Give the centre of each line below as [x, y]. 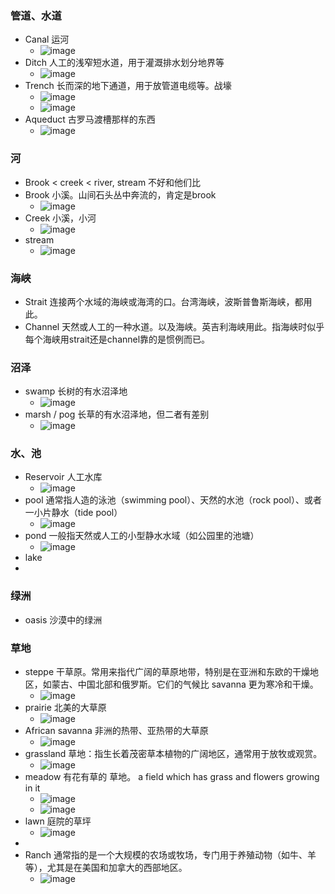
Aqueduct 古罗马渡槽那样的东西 [90, 119]
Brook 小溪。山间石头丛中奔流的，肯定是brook [120, 194]
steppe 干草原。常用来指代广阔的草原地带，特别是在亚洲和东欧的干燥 [167, 672]
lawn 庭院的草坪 [58, 821]
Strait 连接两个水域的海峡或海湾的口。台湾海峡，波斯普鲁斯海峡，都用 [168, 301]
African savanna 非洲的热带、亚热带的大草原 [116, 731]
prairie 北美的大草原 [65, 708]
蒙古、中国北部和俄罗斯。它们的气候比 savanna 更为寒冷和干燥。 [185, 684]
